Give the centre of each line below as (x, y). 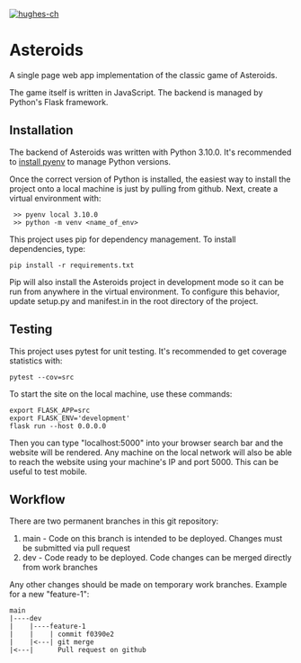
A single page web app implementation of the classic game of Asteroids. (143, 75)
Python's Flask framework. (59, 102)
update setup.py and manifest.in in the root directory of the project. (134, 300)
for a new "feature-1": (49, 595)
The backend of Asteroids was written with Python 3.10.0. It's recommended (150, 152)
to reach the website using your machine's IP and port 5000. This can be (144, 461)
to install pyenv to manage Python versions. (90, 161)
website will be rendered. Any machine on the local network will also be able (150, 452)
